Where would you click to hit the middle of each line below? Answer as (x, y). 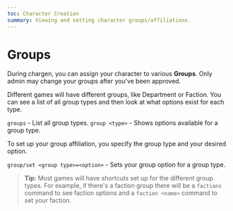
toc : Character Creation (43, 14)
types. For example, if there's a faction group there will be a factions (123, 186)
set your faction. (48, 201)
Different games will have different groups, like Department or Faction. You (114, 95)
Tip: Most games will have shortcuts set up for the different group (119, 178)
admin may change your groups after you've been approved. (94, 81)
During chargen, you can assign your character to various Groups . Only (110, 74)
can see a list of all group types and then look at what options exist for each (116, 102)
